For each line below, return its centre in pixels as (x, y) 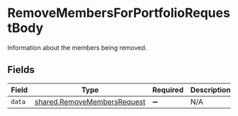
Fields (21, 70)
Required (168, 90)
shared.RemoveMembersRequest (90, 102)
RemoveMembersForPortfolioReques (119, 13)
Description (210, 90)
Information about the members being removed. (77, 47)
